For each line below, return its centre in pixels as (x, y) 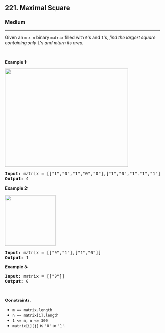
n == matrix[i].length (35, 315)
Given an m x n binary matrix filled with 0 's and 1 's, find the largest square (80, 37)
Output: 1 (17, 257)
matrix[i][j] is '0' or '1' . (39, 325)
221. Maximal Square (38, 8)
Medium (15, 22)
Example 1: (16, 62)
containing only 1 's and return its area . (44, 43)
